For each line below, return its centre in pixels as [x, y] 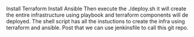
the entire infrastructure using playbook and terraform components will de [97, 15]
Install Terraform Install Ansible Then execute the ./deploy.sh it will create [96, 9]
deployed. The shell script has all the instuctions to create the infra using [96, 21]
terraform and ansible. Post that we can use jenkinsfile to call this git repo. [97, 27]
